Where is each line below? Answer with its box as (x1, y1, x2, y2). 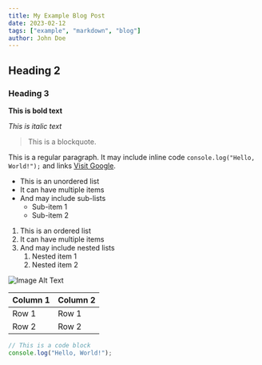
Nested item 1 (31, 251, 77, 261)
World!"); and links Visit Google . (8, 161, 116, 170)
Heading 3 (8, 87, 50, 98)
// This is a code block (8, 341, 91, 349)
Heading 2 (8, 63, 62, 77)
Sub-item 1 (31, 202, 68, 211)
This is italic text (8, 121, 62, 130)
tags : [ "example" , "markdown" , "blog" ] (8, 26, 141, 34)
